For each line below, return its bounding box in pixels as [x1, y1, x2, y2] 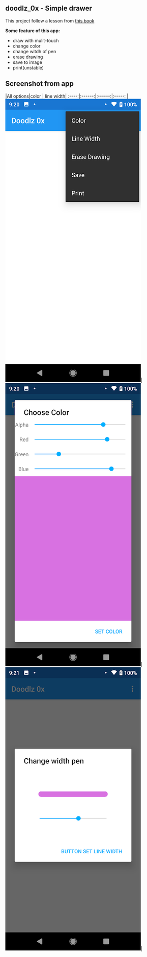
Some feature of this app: [5, 28, 60, 34]
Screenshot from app [5, 79, 74, 88]
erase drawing [12, 54, 43, 60]
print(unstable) [12, 64, 44, 71]
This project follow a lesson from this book [5, 17, 95, 24]
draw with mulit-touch [12, 37, 60, 43]
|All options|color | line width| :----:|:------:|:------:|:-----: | [5, 93, 129, 99]
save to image [12, 59, 42, 65]
